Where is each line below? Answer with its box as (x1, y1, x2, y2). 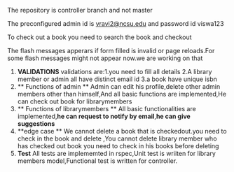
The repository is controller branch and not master (7, 6, 153, 14)
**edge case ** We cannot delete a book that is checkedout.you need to (17, 127, 227, 135)
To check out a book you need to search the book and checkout (7, 33, 192, 41)
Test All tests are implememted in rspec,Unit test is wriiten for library (17, 150, 216, 157)
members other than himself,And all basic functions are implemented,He (17, 90, 226, 98)
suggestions (17, 120, 55, 128)
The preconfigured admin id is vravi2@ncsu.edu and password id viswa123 (7, 20, 224, 27)
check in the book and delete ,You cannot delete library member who (17, 134, 217, 143)
